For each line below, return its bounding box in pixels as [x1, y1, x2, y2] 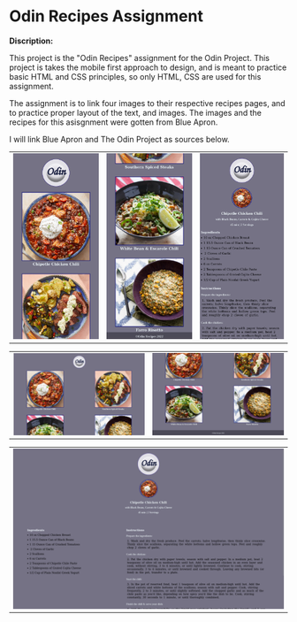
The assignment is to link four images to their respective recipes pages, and [9, 97, 286, 108]
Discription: [9, 35, 54, 46]
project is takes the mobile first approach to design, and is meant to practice [9, 62, 287, 73]
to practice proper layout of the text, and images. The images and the [9, 107, 263, 118]
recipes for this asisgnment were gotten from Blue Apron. [9, 117, 218, 127]
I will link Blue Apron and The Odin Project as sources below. [9, 134, 230, 144]
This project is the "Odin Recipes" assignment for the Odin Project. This [9, 52, 270, 63]
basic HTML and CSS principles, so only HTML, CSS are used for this [9, 71, 262, 81]
